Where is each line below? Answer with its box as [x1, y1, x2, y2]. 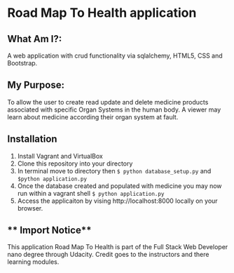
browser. [17, 204, 43, 212]
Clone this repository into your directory [17, 159, 133, 168]
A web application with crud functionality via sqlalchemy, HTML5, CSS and [7, 51, 223, 60]
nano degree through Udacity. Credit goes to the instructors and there [7, 251, 209, 259]
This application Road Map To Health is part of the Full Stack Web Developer [7, 243, 228, 251]
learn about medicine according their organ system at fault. [7, 112, 179, 121]
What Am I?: [7, 33, 62, 45]
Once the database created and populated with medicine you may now [17, 181, 222, 190]
